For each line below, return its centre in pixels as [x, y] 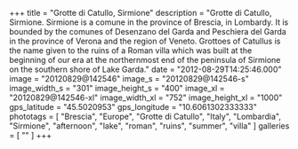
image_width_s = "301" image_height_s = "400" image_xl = [117, 88]
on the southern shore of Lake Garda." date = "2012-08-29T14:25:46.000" [145, 69]
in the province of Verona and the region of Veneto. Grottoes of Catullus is [145, 41]
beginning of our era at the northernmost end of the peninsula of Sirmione [145, 60]
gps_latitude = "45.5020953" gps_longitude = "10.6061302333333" [133, 107]
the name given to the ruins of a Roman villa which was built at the [131, 51]
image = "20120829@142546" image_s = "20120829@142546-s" [129, 78]
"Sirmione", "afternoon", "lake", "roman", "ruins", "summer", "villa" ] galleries [149, 126]
